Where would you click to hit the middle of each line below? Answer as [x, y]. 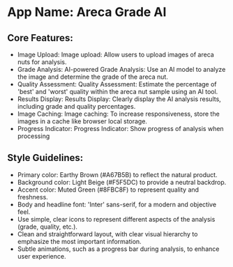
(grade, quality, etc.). [47, 227]
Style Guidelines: [45, 158]
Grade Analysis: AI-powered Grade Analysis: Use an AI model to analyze [121, 69]
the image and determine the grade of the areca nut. [93, 77]
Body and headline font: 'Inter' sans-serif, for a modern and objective [117, 204]
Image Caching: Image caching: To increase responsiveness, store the [118, 114]
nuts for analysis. [42, 62]
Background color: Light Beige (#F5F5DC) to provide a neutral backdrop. [122, 182]
